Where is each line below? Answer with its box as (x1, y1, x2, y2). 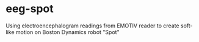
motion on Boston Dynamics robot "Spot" (15, 28, 120, 35)
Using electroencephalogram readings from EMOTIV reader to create (5, 22, 179, 29)
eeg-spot (5, 2, 54, 16)
